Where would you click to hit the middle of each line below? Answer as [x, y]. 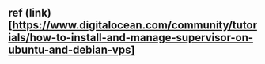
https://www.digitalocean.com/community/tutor [135, 26]
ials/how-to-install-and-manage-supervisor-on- [131, 38]
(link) [38, 13]
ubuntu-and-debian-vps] [72, 50]
